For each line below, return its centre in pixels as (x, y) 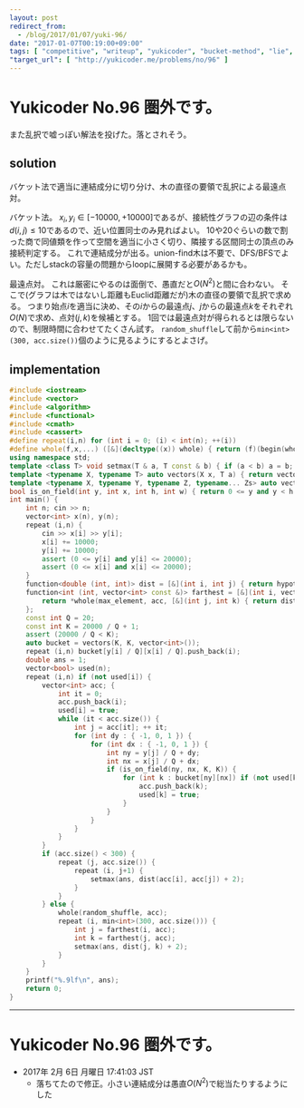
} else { (58, 904)
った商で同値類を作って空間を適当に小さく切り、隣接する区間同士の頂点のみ (152, 241)
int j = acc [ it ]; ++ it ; (121, 728)
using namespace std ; (50, 458)
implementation (55, 369)
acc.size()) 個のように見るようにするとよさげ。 (123, 340)
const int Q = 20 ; (60, 617)
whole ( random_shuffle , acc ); (113, 913)
